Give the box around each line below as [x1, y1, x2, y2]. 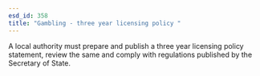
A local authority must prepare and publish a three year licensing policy [8, 41, 244, 50]
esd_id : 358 [8, 11, 48, 20]
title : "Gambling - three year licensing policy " [8, 19, 181, 27]
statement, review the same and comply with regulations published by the [8, 50, 253, 59]
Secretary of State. [8, 58, 71, 68]
